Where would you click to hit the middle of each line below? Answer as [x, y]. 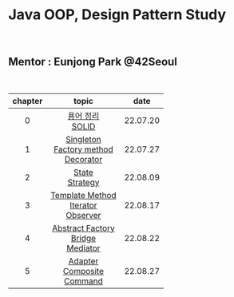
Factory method [83, 149]
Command [83, 281]
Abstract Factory [83, 228]
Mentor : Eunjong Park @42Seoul [93, 62]
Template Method [84, 195]
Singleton [83, 139]
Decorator [83, 159]
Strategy [83, 182]
